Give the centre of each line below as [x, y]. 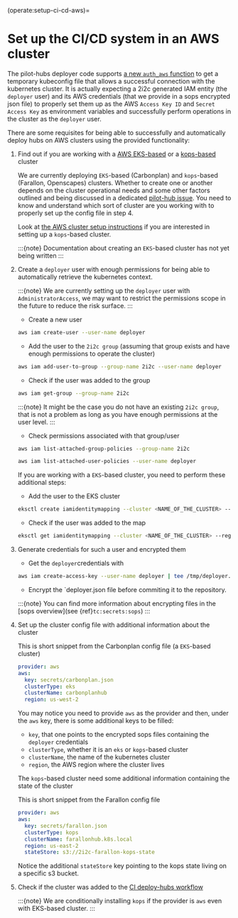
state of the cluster [45, 786]
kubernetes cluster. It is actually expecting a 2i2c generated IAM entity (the [117, 89]
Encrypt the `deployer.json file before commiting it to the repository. [127, 589]
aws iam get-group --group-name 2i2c [74, 393]
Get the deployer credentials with [76, 563]
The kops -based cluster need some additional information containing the [124, 778]
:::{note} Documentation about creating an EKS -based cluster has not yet [123, 248]
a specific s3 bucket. [48, 873]
